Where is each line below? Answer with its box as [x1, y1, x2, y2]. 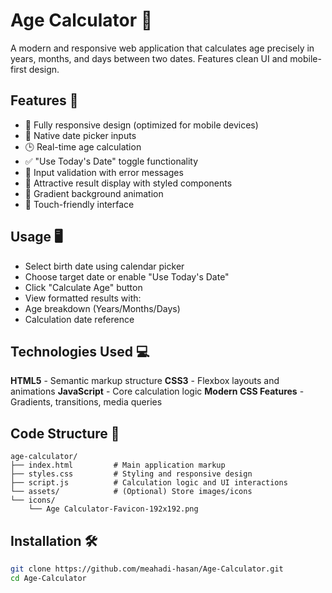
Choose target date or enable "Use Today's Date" [24, 270, 230, 283]
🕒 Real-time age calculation [24, 140, 142, 153]
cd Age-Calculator [10, 573, 87, 583]
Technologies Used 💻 [10, 343, 150, 360]
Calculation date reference [24, 313, 135, 325]
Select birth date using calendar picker [24, 260, 185, 272]
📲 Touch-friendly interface [24, 198, 135, 210]
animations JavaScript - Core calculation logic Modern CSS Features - [10, 385, 305, 398]
